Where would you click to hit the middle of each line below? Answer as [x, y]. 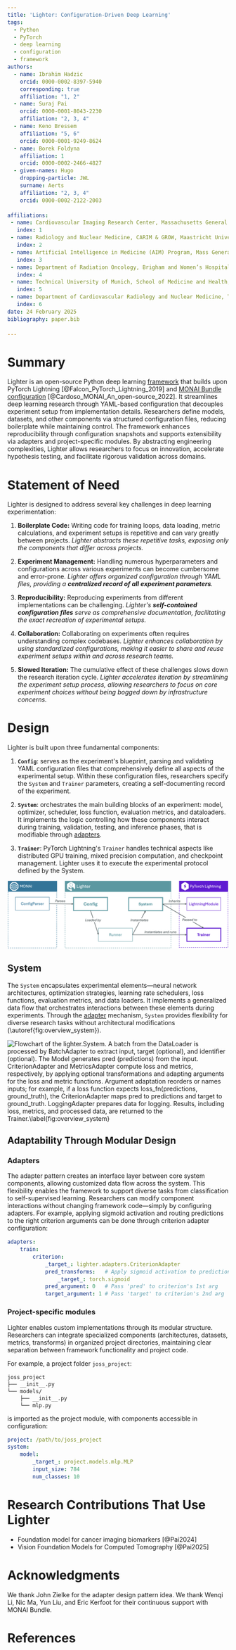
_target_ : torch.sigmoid [94, 1279]
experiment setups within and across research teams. [96, 656]
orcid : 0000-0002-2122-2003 [61, 201]
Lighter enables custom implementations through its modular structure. [110, 1327]
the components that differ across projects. [80, 548]
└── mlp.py [36, 1405]
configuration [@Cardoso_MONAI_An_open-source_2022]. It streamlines [112, 397]
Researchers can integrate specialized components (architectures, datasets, [118, 1335]
